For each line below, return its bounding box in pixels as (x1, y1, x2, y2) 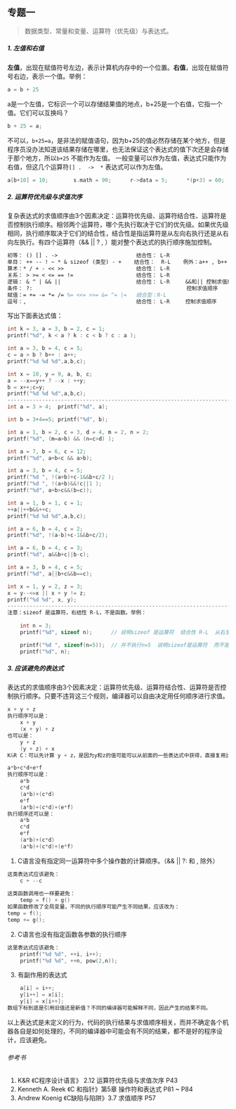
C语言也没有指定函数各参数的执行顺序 (17, 930, 128, 938)
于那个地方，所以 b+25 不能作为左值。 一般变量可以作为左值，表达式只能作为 (7, 153, 227, 162)
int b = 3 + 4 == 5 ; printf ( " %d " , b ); (7, 416, 109, 423)
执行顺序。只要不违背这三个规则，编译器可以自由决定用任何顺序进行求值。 (13, 692, 229, 700)
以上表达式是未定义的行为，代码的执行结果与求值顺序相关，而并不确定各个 (7, 1018, 223, 1026)
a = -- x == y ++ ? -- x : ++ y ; (7, 377, 86, 384)
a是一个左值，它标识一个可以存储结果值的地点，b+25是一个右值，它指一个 (7, 99, 223, 108)
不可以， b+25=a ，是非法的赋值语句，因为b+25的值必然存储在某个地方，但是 (7, 136, 226, 144)
